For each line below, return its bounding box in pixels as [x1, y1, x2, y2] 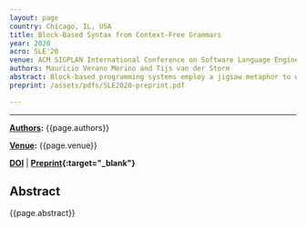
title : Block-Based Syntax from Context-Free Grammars [9, 30, 222, 39]
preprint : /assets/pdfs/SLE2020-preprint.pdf [9, 81, 185, 90]
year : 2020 [9, 38, 51, 48]
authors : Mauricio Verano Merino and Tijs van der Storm [9, 64, 230, 74]
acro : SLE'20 [9, 47, 59, 56]
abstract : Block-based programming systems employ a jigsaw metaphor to [9, 73, 291, 82]
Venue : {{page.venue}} [9, 140, 97, 151]
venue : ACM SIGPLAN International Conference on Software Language [9, 55, 271, 64]
